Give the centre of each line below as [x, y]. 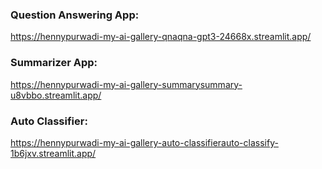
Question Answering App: [75, 15]
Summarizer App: [54, 63]
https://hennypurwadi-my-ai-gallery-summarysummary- [126, 84]
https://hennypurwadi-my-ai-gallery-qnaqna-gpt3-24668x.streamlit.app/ [161, 37]
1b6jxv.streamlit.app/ [53, 153]
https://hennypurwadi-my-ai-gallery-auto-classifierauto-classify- [144, 142]
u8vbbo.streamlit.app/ [56, 95]
